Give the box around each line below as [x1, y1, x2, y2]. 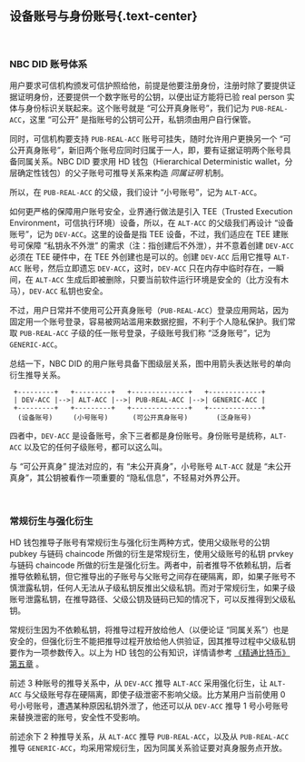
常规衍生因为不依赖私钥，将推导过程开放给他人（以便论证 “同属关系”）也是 [9, 625, 290, 636]
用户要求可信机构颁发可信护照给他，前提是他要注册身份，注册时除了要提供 [9, 80, 288, 91]
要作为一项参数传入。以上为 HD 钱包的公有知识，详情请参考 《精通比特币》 [9, 648, 290, 658]
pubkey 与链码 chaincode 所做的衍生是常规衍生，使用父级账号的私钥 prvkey [9, 549, 294, 559]
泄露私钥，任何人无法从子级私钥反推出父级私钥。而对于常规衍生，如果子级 [16, 582, 296, 593]
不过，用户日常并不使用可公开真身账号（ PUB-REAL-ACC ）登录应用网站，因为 [9, 305, 289, 316]
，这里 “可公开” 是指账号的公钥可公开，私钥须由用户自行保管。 [21, 114, 256, 125]
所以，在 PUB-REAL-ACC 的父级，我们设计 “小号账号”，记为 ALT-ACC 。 [9, 187, 262, 198]
